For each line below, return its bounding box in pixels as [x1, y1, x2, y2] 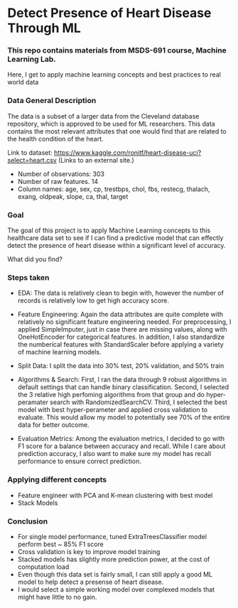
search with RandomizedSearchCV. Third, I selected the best [49, 398, 227, 406]
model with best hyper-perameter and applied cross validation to [17, 406, 208, 414]
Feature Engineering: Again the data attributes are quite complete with [17, 310, 224, 319]
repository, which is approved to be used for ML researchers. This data [7, 119, 215, 128]
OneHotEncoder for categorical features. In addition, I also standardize [17, 332, 225, 342]
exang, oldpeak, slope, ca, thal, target [17, 192, 129, 200]
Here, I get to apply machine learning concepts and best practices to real [7, 70, 222, 79]
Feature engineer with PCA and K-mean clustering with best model [17, 491, 213, 499]
